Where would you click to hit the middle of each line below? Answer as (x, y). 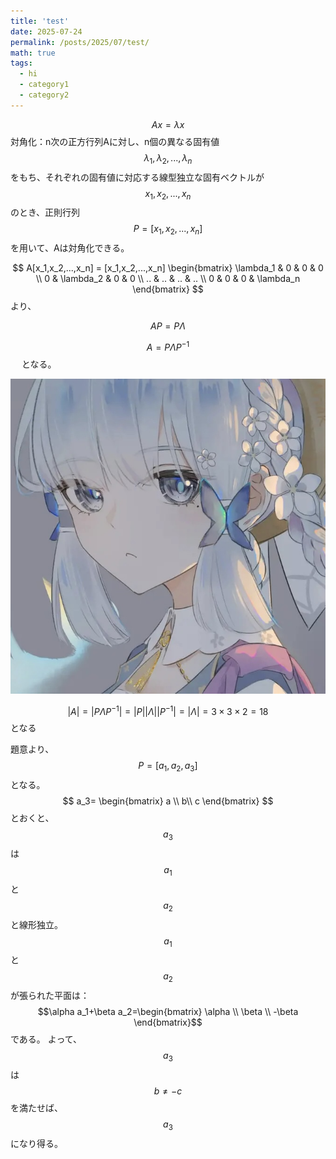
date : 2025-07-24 (46, 31)
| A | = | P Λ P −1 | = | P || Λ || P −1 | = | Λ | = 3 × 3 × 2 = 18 (168, 710)
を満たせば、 (36, 1108)
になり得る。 (36, 1143)
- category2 (44, 95)
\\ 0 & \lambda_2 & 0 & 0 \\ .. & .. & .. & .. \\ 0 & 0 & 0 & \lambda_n (168, 279)
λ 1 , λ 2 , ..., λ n (168, 158)
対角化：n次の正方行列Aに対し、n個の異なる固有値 (115, 141)
